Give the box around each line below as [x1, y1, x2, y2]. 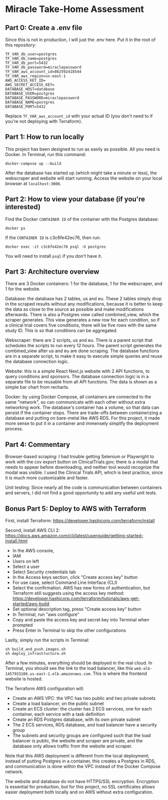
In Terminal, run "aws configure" [12, 611, 80, 617]
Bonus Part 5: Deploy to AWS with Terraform [5, 504, 146, 513]
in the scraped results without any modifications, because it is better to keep [5, 301, 163, 307]
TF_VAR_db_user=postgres [5, 52, 57, 57]
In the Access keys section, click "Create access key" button [12, 574, 138, 580]
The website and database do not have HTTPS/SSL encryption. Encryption [5, 778, 159, 784]
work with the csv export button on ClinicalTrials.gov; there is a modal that [5, 459, 158, 465]
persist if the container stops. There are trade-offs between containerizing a [5, 410, 162, 416]
